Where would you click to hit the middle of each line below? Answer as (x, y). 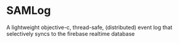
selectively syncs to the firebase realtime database (70, 33)
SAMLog (29, 11)
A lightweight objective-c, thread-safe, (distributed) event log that (89, 27)
